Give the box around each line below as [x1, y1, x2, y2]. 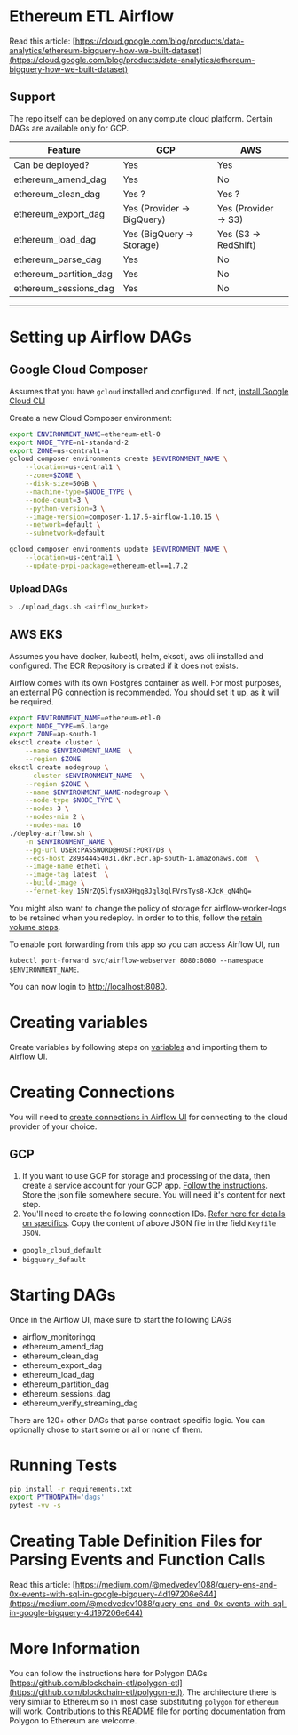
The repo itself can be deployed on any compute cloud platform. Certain [9, 113, 273, 123]
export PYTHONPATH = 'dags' [9, 1492, 105, 1502]
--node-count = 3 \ [25, 496, 90, 505]
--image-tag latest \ [25, 871, 109, 879]
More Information [9, 1639, 141, 1659]
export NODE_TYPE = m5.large [9, 721, 109, 730]
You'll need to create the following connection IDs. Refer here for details [21, 1208, 286, 1219]
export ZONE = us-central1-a [9, 446, 109, 455]
